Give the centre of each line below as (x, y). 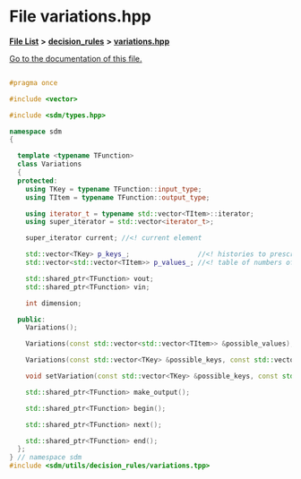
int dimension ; (54, 303)
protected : (38, 181)
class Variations (50, 164)
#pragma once (34, 82)
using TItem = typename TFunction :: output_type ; (118, 197)
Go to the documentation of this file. (76, 58)
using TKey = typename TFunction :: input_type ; (114, 189)
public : (32, 320)
